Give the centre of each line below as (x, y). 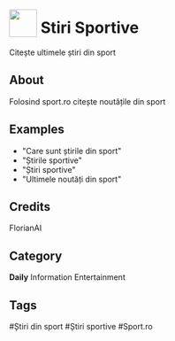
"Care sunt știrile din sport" (72, 151)
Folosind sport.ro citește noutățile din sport (87, 101)
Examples (37, 130)
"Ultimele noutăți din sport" (72, 179)
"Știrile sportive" (52, 160)
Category (36, 256)
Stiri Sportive (90, 28)
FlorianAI (26, 228)
